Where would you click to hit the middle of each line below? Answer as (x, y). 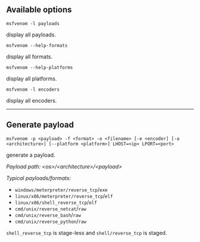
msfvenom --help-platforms (40, 67)
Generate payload (40, 125)
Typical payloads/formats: (39, 178)
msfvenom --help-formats (37, 45)
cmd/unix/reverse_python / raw (50, 221)
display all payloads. (31, 35)
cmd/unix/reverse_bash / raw (48, 215)
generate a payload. (31, 155)
